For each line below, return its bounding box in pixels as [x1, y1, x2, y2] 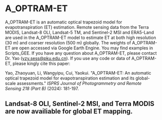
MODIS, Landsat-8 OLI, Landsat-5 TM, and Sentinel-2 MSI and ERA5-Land [5, 29, 154, 35]
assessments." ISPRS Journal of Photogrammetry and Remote [17, 80, 142, 86]
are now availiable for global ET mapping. [5, 107, 133, 116]
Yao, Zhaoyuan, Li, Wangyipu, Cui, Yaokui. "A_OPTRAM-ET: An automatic [5, 70, 152, 76]
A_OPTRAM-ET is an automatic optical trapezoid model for [5, 19, 123, 25]
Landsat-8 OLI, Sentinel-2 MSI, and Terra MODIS [5, 100, 155, 108]
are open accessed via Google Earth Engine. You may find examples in [11, 45, 153, 51]
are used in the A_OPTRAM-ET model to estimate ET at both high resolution [5, 35, 157, 40]
